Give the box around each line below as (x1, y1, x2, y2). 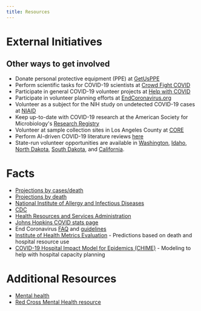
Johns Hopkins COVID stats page (15, 219, 99, 226)
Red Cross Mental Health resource (15, 298, 101, 306)
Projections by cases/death (15, 187, 84, 194)
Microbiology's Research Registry (15, 120, 100, 127)
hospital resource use (15, 238, 70, 245)
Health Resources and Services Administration (15, 212, 131, 219)
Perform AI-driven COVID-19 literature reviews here (15, 132, 144, 139)
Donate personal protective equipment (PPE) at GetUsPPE (15, 75, 160, 82)
